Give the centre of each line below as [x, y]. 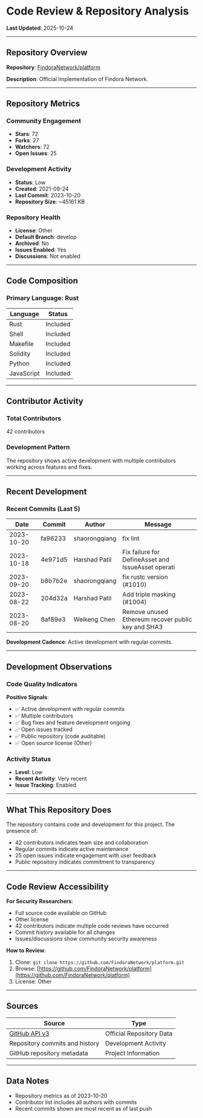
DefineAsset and [146, 560]
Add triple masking [149, 595]
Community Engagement [44, 121]
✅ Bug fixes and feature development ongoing [73, 723]
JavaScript [25, 373]
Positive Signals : [28, 697]
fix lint [131, 538]
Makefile [22, 343]
